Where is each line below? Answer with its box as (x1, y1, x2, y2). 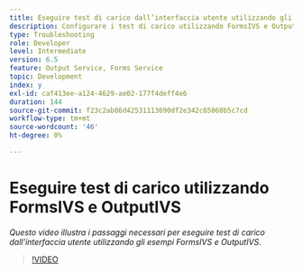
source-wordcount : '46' (9, 123, 99, 132)
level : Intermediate (9, 47, 87, 56)
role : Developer (9, 38, 70, 48)
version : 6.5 (9, 55, 59, 64)
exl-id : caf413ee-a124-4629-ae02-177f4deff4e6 (9, 89, 188, 98)
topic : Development (9, 72, 83, 81)
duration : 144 (9, 97, 63, 107)
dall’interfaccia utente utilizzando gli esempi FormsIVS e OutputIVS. (9, 236, 262, 247)
